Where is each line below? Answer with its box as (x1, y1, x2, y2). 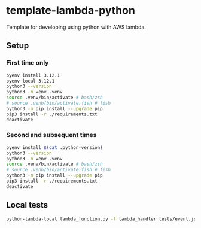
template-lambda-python (6, 4, 136, 17)
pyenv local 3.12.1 (6, 78, 55, 84)
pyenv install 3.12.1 (6, 72, 60, 78)
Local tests (6, 200, 48, 210)
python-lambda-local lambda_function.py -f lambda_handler (6, 216, 157, 222)
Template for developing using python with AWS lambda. (6, 23, 147, 31)
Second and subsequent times (6, 131, 97, 139)
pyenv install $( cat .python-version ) (6, 144, 103, 150)
